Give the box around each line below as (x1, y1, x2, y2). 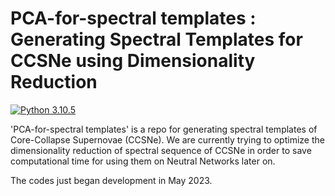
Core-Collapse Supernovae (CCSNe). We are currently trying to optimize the (10, 133, 325, 146)
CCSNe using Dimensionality (10, 50, 256, 72)
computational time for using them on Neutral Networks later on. (10, 155, 276, 167)
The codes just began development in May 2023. (10, 174, 213, 186)
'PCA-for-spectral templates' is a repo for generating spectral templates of (10, 123, 318, 135)
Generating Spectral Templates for (10, 28, 303, 51)
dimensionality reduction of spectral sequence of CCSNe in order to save (10, 144, 312, 156)
